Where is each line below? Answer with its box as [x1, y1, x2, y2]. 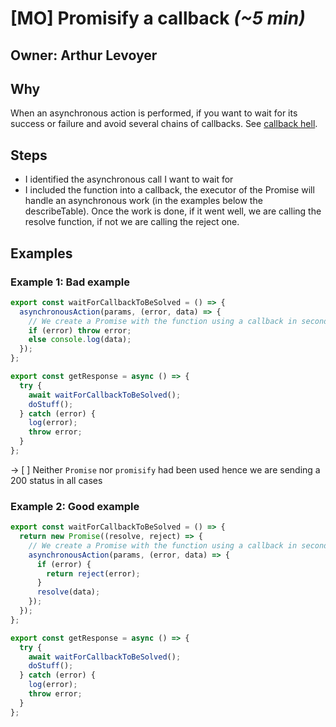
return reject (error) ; [46, 568, 141, 579]
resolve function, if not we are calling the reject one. [24, 216, 240, 228]
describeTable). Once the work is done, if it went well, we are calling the [24, 205, 322, 217]
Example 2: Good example [10, 499, 140, 513]
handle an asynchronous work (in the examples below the [24, 195, 263, 207]
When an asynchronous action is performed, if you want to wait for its [10, 107, 298, 119]
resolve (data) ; [36, 587, 101, 597]
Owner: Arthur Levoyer [10, 47, 158, 64]
